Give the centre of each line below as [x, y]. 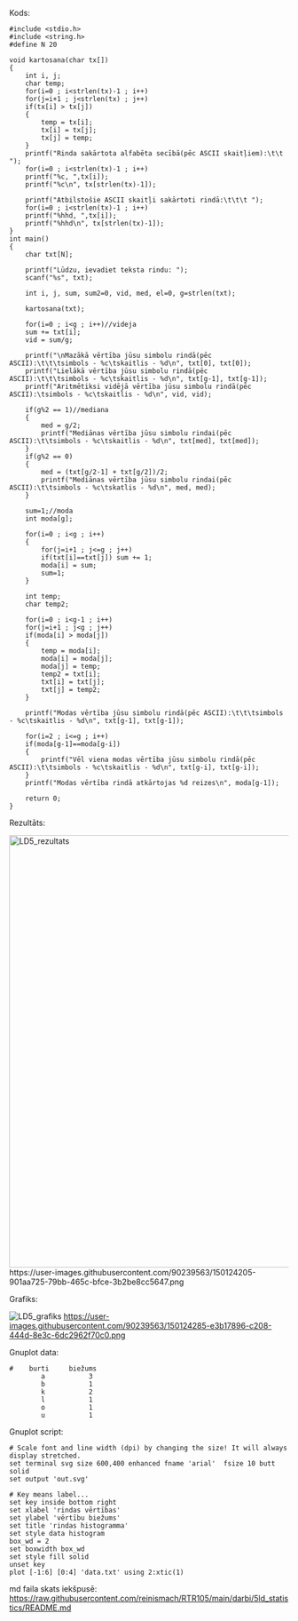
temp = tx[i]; [67, 123]
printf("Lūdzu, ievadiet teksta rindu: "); [107, 270]
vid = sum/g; [49, 340]
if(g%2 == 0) [49, 457]
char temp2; [47, 604]
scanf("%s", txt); [59, 278]
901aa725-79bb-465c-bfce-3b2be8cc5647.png [97, 1282]
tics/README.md [40, 1608]
